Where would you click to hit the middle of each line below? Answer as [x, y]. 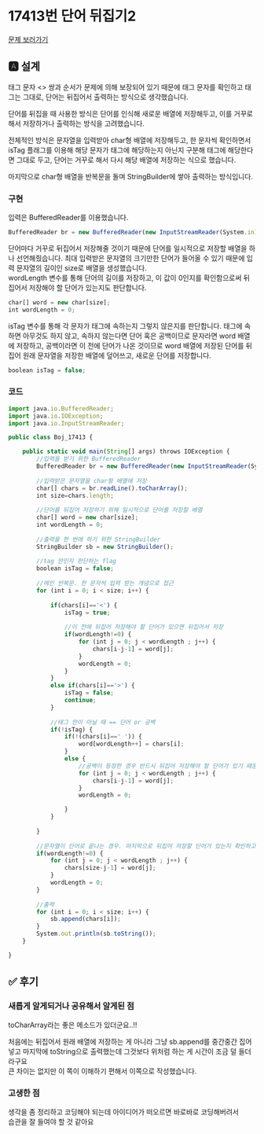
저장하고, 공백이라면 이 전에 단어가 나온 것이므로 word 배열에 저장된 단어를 [130, 345]
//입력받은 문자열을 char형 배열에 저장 [92, 480]
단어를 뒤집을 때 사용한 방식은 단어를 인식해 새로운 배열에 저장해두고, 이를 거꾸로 [131, 113]
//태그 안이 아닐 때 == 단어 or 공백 [103, 722]
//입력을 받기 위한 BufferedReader [89, 459]
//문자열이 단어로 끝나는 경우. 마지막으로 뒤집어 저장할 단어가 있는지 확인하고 [147, 846]
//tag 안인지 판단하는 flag [76, 561]
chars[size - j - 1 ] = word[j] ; [110, 868]
